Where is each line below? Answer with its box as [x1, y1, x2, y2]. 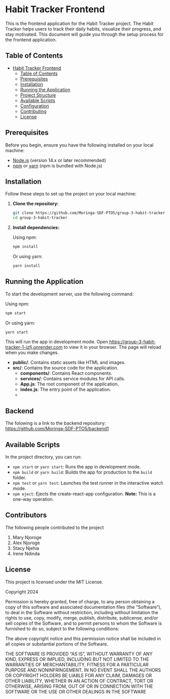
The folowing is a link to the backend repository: [5, 420, 106, 426]
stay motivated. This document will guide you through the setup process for [5, 31, 164, 37]
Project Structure [20, 92, 56, 98]
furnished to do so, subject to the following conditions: [5, 625, 119, 632]
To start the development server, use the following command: [5, 291, 134, 297]
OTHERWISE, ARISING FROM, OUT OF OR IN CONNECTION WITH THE [5, 683, 153, 689]
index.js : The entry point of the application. [20, 386, 112, 393]
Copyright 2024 [5, 589, 39, 595]
